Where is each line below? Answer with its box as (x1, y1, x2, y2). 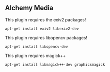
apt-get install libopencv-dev (5, 44, 68, 49)
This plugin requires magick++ (5, 53, 66, 58)
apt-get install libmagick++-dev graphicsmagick (5, 62, 105, 67)
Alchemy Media (5, 4, 53, 12)
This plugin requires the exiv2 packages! (5, 17, 86, 22)
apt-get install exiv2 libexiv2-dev (5, 26, 79, 31)
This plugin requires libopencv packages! (5, 35, 87, 40)
